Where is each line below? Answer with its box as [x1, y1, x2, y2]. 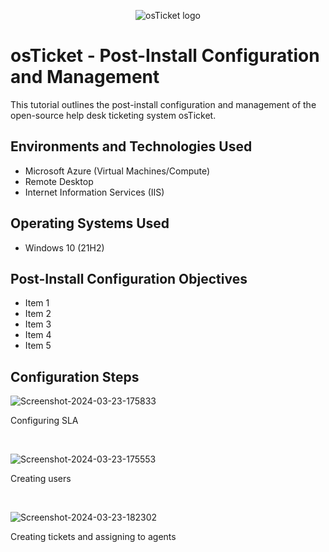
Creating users [10, 473, 72, 485]
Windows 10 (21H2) [24, 241, 105, 254]
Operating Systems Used [10, 215, 170, 232]
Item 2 [24, 308, 52, 320]
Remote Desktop [24, 175, 94, 187]
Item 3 [24, 318, 52, 330]
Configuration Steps [10, 368, 140, 385]
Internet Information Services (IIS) [24, 186, 165, 198]
